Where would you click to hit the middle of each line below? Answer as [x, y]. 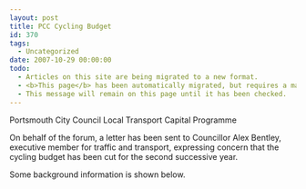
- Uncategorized [48, 52]
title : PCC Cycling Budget [61, 26]
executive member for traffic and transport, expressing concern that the [144, 147]
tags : [20, 43]
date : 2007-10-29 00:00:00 [61, 60]
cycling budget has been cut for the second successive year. [124, 156]
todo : [20, 69]
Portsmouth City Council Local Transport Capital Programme [123, 120]
